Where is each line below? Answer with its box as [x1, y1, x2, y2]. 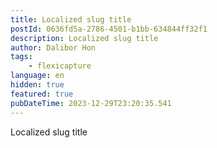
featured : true [10, 89, 74, 99]
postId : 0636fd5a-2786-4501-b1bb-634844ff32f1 [10, 24, 208, 34]
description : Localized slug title [10, 33, 159, 43]
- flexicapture [28, 61, 92, 71]
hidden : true [10, 80, 65, 90]
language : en [10, 71, 65, 81]
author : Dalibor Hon [10, 42, 97, 53]
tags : [10, 52, 33, 62]
